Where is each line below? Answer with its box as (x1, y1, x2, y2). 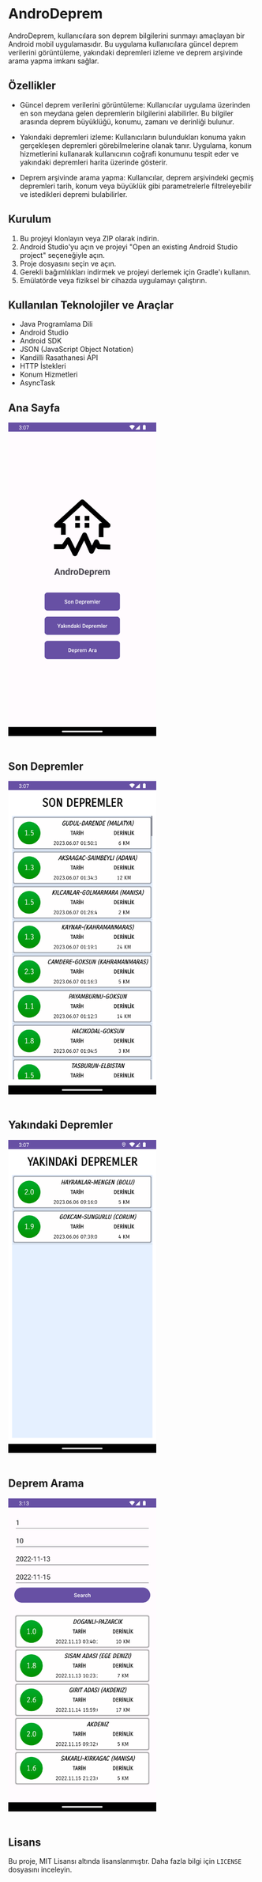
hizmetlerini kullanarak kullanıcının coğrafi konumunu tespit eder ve (19, 149, 239, 158)
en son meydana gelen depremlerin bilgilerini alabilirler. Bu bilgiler (19, 108, 234, 118)
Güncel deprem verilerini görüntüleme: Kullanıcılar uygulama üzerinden (19, 100, 251, 109)
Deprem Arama (8, 1477, 84, 1490)
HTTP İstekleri (19, 362, 66, 371)
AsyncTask (19, 378, 55, 388)
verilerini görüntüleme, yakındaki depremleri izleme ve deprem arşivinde (8, 47, 243, 57)
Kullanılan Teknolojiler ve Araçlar (8, 298, 174, 312)
